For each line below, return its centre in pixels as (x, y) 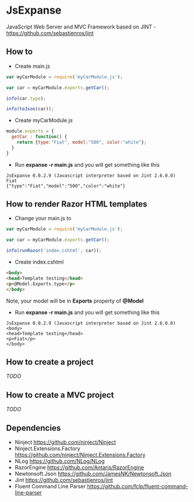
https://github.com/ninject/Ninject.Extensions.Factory (80, 455)
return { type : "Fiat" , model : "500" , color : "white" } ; (82, 142)
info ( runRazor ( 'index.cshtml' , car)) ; (54, 251)
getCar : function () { (39, 137)
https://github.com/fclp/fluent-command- (137, 486)
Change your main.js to (43, 218)
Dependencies (33, 428)
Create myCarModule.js (43, 120)
